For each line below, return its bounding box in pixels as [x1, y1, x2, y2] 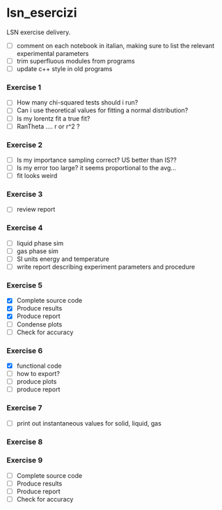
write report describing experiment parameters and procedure [16, 263, 196, 271]
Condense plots [16, 320, 63, 329]
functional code [16, 361, 62, 370]
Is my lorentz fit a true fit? [16, 114, 90, 123]
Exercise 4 [6, 223, 43, 233]
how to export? [16, 370, 61, 378]
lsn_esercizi [6, 5, 77, 21]
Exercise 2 [6, 140, 43, 149]
